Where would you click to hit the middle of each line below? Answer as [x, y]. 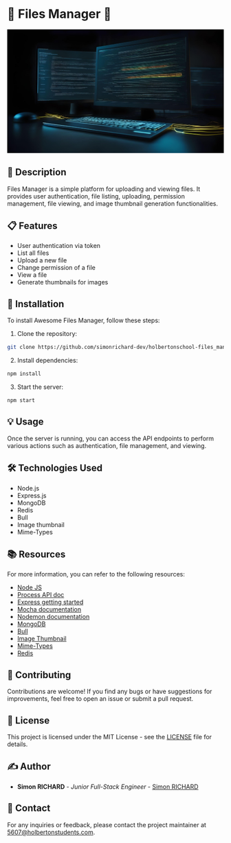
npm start [21, 401]
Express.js [32, 495]
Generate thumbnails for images [63, 282]
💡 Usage [25, 422]
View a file [32, 275]
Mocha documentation [49, 609]
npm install [24, 374]
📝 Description [37, 172]
